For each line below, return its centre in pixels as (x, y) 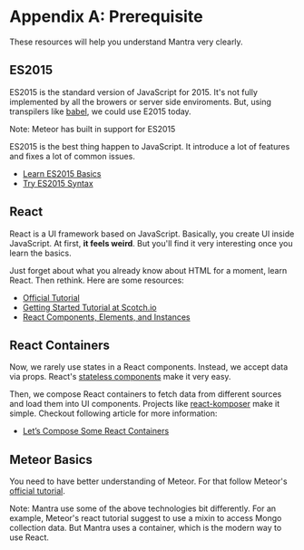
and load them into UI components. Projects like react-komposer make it (145, 404)
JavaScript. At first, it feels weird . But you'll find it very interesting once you (151, 243)
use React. (29, 537)
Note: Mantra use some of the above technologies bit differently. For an (143, 508)
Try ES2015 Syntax (58, 183)
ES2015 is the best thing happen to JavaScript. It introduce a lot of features (150, 146)
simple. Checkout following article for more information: (113, 413)
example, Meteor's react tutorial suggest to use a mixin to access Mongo (146, 518)
